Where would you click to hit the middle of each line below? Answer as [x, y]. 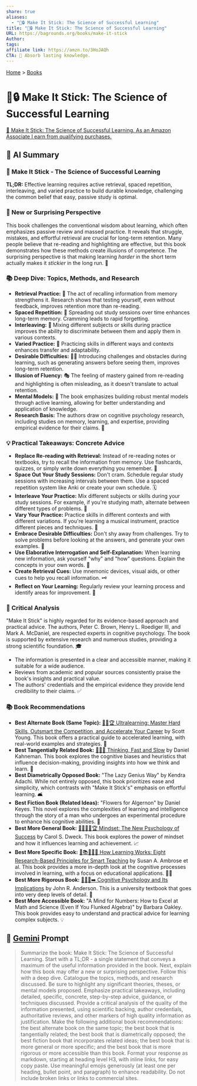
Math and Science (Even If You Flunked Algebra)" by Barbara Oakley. [98, 907]
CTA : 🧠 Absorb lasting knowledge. [49, 55]
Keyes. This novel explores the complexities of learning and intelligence [101, 809]
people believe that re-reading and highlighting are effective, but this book [96, 244]
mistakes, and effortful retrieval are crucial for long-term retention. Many [94, 238]
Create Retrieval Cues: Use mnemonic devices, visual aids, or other [97, 571]
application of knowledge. [46, 409]
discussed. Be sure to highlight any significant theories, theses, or [100, 984]
